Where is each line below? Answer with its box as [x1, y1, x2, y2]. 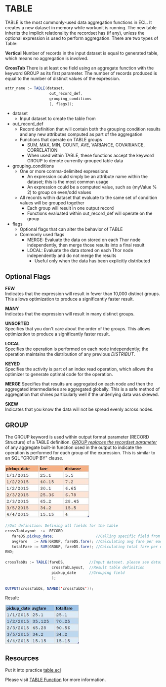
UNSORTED [5, 320, 30, 326]
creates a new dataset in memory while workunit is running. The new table [5, 24, 157, 30]
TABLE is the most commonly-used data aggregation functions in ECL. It [5, 19, 152, 25]
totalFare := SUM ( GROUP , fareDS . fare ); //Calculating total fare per [11, 544, 158, 549]
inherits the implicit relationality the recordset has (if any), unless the [5, 30, 145, 36]
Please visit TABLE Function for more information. [5, 677, 106, 683]
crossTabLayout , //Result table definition [51, 565, 145, 570]
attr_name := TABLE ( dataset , [5, 85, 65, 91]
